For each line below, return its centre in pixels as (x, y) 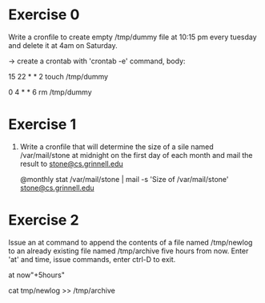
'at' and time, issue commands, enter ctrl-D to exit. (92, 259)
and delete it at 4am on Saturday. (63, 45)
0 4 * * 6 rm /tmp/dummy (50, 92)
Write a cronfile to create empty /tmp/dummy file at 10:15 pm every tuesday (133, 37)
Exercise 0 (44, 15)
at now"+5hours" (37, 275)
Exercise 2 (44, 220)
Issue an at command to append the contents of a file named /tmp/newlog (130, 242)
